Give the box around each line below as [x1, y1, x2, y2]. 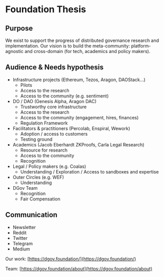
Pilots [20, 82, 32, 88]
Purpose [5, 24, 33, 33]
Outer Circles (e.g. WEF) [12, 174, 64, 180]
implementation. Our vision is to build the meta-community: [5, 43, 130, 49]
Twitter [12, 235, 28, 241]
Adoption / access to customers [20, 131, 88, 137]
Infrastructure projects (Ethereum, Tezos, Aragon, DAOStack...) [12, 77, 146, 83]
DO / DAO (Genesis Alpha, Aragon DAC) [12, 98, 97, 104]
